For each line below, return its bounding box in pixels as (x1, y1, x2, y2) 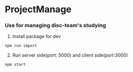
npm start (5, 62, 26, 67)
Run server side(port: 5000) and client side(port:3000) (12, 52, 128, 58)
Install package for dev (12, 33, 61, 39)
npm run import (5, 43, 37, 49)
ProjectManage (5, 4, 72, 15)
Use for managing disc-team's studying (5, 22, 106, 29)
